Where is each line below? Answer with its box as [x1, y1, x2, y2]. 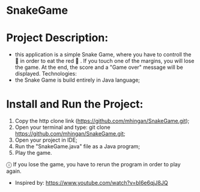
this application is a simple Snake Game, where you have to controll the [14, 51, 192, 58]
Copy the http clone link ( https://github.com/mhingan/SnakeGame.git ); [14, 118, 190, 125]
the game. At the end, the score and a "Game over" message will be [14, 64, 183, 71]
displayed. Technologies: [14, 70, 77, 77]
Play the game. [14, 149, 52, 157]
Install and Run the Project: [6, 97, 144, 111]
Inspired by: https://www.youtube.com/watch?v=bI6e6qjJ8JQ [14, 179, 168, 187]
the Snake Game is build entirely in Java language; [14, 76, 140, 84]
